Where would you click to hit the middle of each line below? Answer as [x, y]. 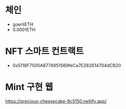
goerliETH [23, 24]
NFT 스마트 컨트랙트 [45, 52]
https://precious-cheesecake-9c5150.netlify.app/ [56, 101]
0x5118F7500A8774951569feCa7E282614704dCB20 [67, 65]
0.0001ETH [24, 29]
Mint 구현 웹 [29, 87]
